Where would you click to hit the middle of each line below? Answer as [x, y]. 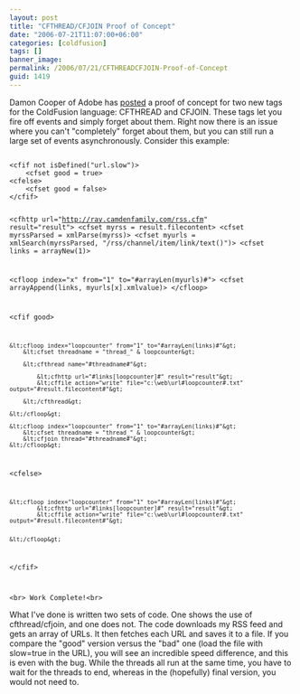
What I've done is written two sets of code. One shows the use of [131, 614]
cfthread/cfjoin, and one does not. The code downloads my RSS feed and [146, 624]
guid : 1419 [30, 77]
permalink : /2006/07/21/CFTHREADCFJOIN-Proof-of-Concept [119, 69]
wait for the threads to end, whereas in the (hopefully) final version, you [143, 672]
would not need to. [44, 682]
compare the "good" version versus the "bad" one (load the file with [136, 643]
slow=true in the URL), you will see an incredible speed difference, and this [149, 653]
